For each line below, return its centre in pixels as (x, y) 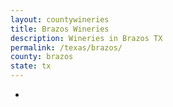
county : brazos (42, 57)
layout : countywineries (60, 19)
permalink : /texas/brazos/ (66, 47)
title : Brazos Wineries (60, 29)
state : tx (31, 66)
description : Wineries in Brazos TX (86, 38)
